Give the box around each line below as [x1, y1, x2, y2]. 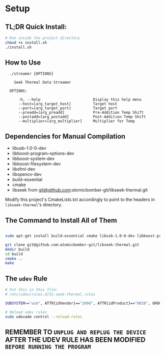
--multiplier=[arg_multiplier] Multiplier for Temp [18, 119, 135, 124]
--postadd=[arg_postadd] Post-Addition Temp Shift [18, 114, 146, 120]
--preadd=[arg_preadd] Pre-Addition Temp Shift [18, 110, 144, 115]
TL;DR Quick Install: [5, 23, 67, 31]
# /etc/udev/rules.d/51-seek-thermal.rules [5, 292, 96, 297]
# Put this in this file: [5, 288, 58, 292]
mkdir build [5, 247, 29, 252]
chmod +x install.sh [5, 40, 48, 45]
